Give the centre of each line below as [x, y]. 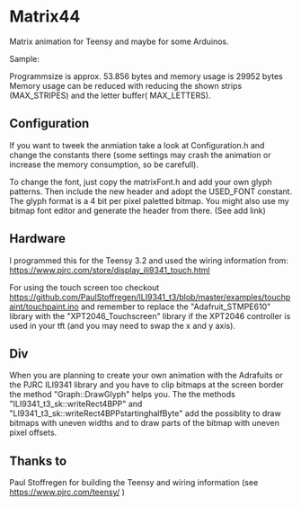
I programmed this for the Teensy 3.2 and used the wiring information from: [149, 260]
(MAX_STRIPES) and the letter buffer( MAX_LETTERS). [110, 95]
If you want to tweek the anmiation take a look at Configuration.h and [137, 145]
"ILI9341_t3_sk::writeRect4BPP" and [76, 404]
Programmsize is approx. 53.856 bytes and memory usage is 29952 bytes [146, 76]
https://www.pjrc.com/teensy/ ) [67, 493]
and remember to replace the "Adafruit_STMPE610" [176, 306]
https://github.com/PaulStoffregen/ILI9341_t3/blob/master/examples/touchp [150, 297]
